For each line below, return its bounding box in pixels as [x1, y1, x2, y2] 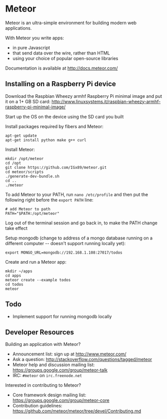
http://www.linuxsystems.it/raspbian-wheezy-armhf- [51, 98, 161, 104]
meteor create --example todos [5, 277, 71, 282]
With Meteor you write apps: [5, 35, 64, 41]
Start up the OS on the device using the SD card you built [5, 113, 124, 119]
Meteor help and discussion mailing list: [12, 362, 95, 368]
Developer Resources [5, 328, 74, 336]
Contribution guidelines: [12, 403, 63, 409]
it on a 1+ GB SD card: [5, 98, 51, 104]
